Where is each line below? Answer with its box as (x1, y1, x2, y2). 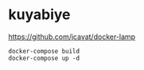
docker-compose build (8, 47, 80, 55)
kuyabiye (8, 6, 71, 24)
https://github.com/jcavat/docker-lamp (8, 32, 136, 41)
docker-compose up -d (8, 54, 80, 62)
